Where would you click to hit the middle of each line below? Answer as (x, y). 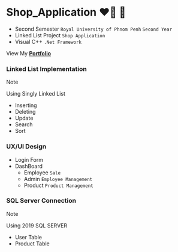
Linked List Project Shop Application (60, 35)
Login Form (29, 159)
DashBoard (29, 166)
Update (24, 118)
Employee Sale (42, 172)
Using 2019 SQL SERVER (37, 226)
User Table (28, 237)
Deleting (25, 112)
